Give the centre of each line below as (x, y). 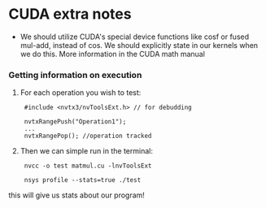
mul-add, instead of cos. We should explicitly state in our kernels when (139, 45)
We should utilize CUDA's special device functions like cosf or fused (135, 37)
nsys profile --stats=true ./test (83, 180)
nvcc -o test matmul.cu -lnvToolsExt (88, 166)
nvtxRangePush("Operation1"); (75, 122)
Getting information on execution (75, 75)
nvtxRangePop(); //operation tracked (88, 136)
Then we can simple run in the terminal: (86, 151)
